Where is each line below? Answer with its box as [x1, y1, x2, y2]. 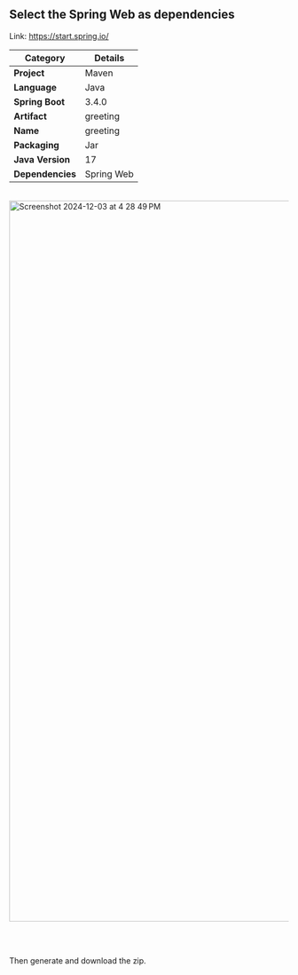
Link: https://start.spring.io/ [9, 30, 109, 41]
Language [13, 81, 58, 93]
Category [24, 52, 66, 64]
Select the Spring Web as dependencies [9, 7, 235, 22]
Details [94, 52, 125, 64]
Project [13, 67, 45, 79]
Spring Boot [13, 95, 65, 107]
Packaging [13, 139, 59, 151]
